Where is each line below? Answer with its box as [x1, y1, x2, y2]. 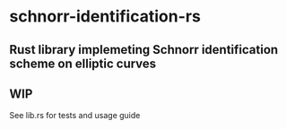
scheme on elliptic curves [9, 56, 157, 71]
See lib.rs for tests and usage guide [9, 110, 141, 121]
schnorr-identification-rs [9, 6, 202, 27]
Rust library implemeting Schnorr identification [9, 42, 279, 57]
